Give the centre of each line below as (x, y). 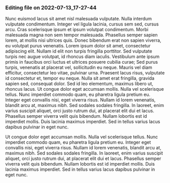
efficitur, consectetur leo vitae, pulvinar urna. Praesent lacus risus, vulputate (85, 73)
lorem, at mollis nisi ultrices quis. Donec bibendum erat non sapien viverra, (83, 40)
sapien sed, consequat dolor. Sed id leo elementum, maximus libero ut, (79, 84)
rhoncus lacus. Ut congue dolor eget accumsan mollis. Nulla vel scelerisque (84, 89)
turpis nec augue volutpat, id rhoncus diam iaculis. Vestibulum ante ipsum (82, 57)
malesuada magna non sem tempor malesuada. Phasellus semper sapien (82, 35)
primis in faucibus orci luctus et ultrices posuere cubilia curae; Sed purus (82, 62)
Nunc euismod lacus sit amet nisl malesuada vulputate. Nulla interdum (79, 19)
